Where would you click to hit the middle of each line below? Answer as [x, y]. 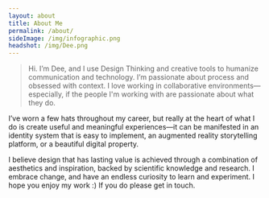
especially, [46, 94]
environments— [234, 86]
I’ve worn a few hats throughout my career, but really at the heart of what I [132, 118]
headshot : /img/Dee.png [48, 46]
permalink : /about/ [41, 31]
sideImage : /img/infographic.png [64, 38]
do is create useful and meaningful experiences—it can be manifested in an [134, 127]
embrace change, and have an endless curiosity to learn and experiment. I [132, 177]
